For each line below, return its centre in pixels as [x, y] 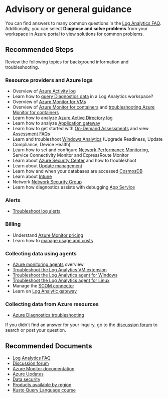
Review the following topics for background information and [67, 62]
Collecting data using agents [41, 253]
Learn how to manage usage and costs [53, 240]
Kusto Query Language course [44, 390]
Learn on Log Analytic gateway [45, 291]
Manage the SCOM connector [43, 285]
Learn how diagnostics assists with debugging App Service [74, 187]
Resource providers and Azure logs [49, 80]
